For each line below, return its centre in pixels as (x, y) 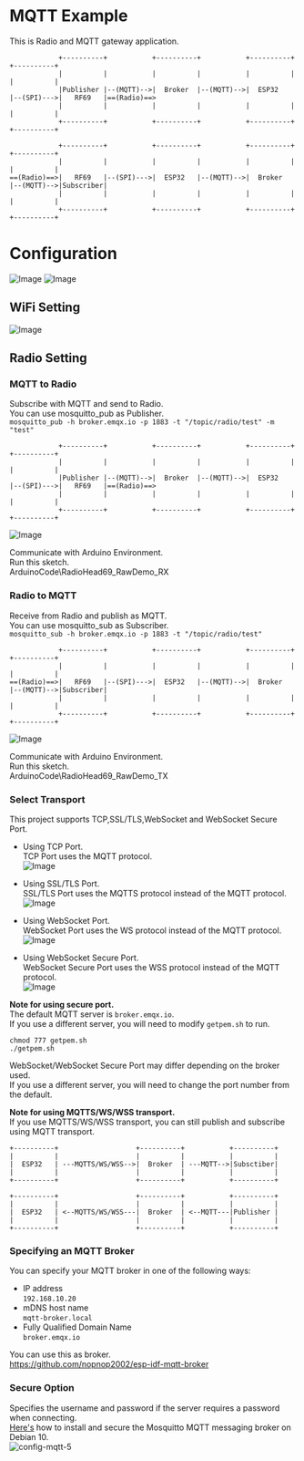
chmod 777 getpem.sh (49, 1041)
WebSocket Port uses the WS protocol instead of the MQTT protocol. (152, 930)
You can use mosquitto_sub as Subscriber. (89, 625)
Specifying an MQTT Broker (72, 1250)
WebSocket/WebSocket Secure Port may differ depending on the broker (145, 1065)
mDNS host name (56, 1308)
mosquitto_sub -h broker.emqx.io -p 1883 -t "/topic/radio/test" (136, 634)
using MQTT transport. (52, 1131)
